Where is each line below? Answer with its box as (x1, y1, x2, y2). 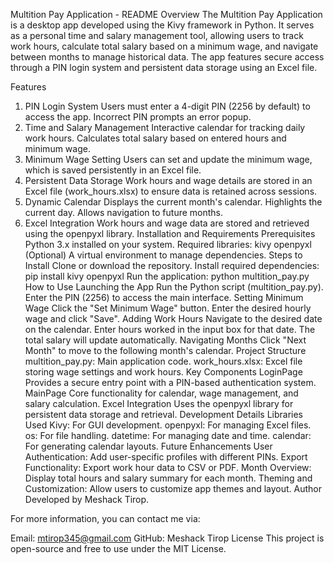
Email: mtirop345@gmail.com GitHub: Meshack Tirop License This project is (10, 532, 325, 544)
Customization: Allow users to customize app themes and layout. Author (24, 483, 323, 494)
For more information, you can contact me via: (10, 513, 201, 524)
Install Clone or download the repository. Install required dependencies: (24, 260, 320, 271)
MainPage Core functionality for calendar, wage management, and (24, 387, 299, 399)
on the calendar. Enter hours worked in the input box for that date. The (24, 324, 316, 335)
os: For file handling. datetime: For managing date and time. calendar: (24, 430, 312, 441)
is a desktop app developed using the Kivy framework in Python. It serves (10, 19, 315, 31)
